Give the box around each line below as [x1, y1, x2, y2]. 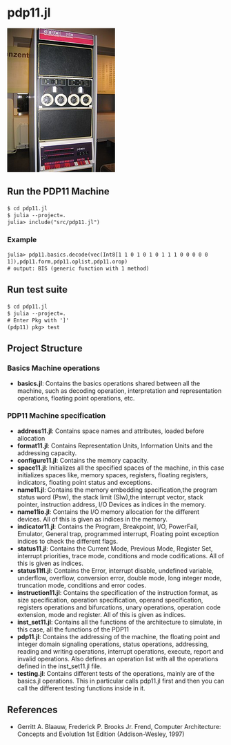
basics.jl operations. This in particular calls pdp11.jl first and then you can [17, 677, 225, 685]
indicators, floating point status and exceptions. [17, 478, 153, 486]
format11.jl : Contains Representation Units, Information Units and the [17, 441, 213, 450]
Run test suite [7, 284, 68, 295]
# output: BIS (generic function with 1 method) [7, 265, 150, 273]
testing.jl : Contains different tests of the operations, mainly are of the [17, 669, 215, 677]
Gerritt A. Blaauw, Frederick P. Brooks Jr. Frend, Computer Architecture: [17, 722, 221, 730]
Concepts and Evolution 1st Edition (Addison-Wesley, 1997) [17, 730, 185, 738]
